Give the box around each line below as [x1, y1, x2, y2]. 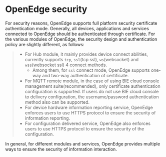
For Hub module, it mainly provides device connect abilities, [24, 51, 148, 57]
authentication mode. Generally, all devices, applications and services [5, 25, 149, 31]
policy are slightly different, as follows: [5, 41, 84, 47]
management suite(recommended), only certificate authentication [24, 83, 161, 89]
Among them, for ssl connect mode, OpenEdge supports [32, 67, 150, 73]
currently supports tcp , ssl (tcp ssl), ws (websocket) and [24, 56, 139, 62]
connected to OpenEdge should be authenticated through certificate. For [5, 31, 155, 37]
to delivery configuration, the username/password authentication [24, 94, 159, 100]
